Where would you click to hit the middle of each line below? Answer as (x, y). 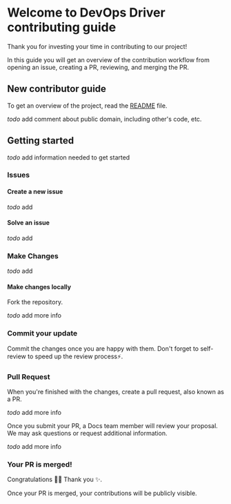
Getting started (41, 140)
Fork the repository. (35, 302)
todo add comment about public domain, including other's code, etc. (104, 119)
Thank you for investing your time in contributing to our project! (97, 46)
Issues (19, 175)
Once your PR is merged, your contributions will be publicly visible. (102, 493)
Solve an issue (29, 223)
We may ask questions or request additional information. (87, 433)
